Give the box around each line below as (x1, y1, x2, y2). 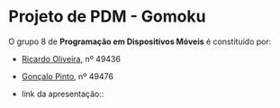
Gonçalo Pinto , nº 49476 (21, 70, 114, 82)
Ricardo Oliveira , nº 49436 (21, 53, 121, 64)
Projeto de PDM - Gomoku (8, 6, 206, 27)
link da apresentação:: (21, 88, 104, 99)
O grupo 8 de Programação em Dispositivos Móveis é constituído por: (8, 36, 272, 47)
